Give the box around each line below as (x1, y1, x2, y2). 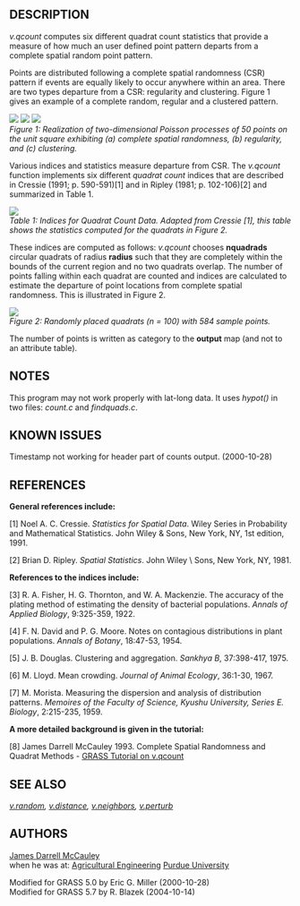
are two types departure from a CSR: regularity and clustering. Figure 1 (9, 86, 270, 97)
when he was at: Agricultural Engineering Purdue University (9, 859, 230, 870)
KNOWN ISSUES (9, 428, 102, 443)
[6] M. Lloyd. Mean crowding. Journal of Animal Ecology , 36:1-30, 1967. (9, 671, 274, 681)
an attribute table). (9, 342, 78, 353)
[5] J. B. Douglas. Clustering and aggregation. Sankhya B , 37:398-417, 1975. (9, 653, 289, 663)
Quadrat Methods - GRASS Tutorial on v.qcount (9, 751, 184, 762)
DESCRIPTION (9, 7, 90, 22)
